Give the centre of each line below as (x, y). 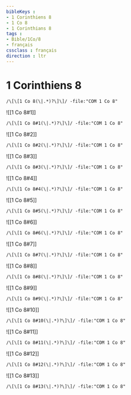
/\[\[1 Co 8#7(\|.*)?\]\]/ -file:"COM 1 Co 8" (65, 255)
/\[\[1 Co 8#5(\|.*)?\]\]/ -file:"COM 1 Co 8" (65, 211)
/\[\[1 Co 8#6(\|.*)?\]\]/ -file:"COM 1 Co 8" (65, 233)
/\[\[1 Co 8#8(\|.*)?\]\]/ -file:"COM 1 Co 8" (65, 277)
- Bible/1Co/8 (24, 39)
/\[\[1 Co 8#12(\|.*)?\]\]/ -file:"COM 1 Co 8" (66, 364)
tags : (14, 34)
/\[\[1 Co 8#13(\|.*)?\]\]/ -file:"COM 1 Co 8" (66, 386)
